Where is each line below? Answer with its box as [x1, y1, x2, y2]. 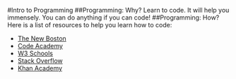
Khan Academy [17, 64, 62, 72]
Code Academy [17, 42, 64, 50]
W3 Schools [17, 49, 54, 57]
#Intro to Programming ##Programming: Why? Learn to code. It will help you [7, 6, 230, 14]
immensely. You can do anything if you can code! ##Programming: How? [7, 13, 220, 22]
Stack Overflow [17, 57, 64, 65]
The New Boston [17, 34, 67, 43]
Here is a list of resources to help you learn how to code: [7, 21, 172, 29]
